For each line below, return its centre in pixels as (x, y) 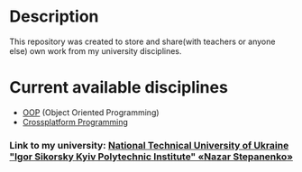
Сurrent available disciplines (119, 88)
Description (54, 17)
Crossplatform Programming (75, 122)
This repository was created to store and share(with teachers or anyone (142, 41)
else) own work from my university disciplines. (96, 50)
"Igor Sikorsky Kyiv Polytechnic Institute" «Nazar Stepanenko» (151, 157)
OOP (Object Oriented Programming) (91, 112)
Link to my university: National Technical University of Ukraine (149, 145)
